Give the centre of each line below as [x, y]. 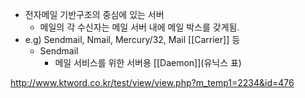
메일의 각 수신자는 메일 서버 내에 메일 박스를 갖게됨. [139, 27]
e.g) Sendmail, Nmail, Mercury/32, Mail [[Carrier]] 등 [132, 39]
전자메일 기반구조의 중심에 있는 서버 [94, 14]
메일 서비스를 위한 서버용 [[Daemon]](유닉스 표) [148, 62]
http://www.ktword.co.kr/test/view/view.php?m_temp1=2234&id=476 [152, 82]
